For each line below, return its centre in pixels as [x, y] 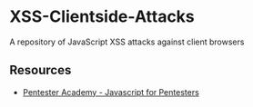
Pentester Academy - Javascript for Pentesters [111, 92]
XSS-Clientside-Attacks [102, 17]
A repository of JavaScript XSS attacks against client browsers [127, 42]
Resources [40, 70]
